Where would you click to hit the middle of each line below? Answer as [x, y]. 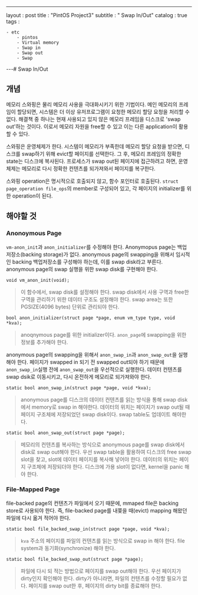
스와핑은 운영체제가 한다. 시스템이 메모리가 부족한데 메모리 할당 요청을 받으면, [95, 146]
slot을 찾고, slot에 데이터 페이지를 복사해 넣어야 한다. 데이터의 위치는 [99, 459]
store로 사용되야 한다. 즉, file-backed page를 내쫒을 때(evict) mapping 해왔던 [97, 510]
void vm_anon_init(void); [38, 280]
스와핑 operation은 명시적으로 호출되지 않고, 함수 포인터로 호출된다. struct [92, 181]
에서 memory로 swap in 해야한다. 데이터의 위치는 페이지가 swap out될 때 [105, 407]
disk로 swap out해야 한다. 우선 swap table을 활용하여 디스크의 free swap [106, 452]
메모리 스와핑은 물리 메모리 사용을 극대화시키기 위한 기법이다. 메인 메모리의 [92, 104]
